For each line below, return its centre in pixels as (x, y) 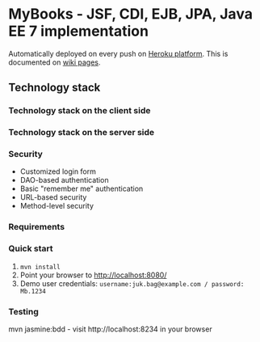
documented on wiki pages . (55, 62)
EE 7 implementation (79, 31)
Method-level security (57, 206)
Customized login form (58, 171)
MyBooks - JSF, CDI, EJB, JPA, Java (130, 14)
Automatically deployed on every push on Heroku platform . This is (118, 53)
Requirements (37, 227)
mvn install (40, 267)
